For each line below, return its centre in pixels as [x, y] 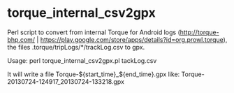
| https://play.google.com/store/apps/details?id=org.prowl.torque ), [132, 39]
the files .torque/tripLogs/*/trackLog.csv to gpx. [76, 47]
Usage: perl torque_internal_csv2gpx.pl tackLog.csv [82, 60]
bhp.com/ [21, 39]
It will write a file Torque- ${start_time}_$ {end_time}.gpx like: [94, 74]
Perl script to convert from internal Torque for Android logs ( [94, 32]
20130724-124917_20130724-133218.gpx [66, 81]
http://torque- [199, 32]
